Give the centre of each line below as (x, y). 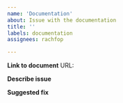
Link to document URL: (41, 65)
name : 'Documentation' (40, 14)
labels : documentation (40, 33)
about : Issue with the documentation (62, 20)
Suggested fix (28, 93)
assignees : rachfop (35, 40)
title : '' (22, 26)
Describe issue (30, 79)
